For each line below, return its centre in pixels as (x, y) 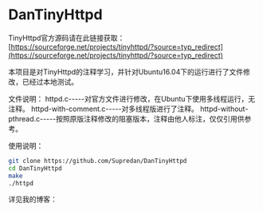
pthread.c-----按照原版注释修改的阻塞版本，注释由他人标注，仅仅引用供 (126, 118)
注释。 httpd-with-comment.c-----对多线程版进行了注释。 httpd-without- (128, 109)
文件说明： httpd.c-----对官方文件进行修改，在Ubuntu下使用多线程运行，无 (132, 98)
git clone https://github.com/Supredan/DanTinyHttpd (98, 161)
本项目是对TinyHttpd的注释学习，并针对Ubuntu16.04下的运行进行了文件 (126, 72)
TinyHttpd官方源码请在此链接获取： (67, 38)
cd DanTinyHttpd (35, 168)
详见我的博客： (33, 199)
